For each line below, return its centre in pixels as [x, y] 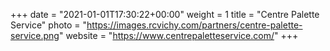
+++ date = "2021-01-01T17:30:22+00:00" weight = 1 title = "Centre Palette [165, 14]
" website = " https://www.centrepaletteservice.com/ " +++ [178, 35]
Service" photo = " [49, 25]
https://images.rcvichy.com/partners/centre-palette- [194, 25]
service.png [35, 35]
